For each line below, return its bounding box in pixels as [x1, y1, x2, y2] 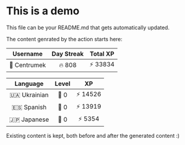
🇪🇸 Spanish [11, 103, 47, 112]
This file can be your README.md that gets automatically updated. [6, 24, 170, 31]
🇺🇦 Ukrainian [10, 91, 49, 99]
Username [12, 50, 43, 58]
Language [14, 79, 44, 88]
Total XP [89, 50, 115, 58]
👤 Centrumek [9, 61, 47, 69]
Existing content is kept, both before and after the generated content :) [6, 132, 180, 139]
